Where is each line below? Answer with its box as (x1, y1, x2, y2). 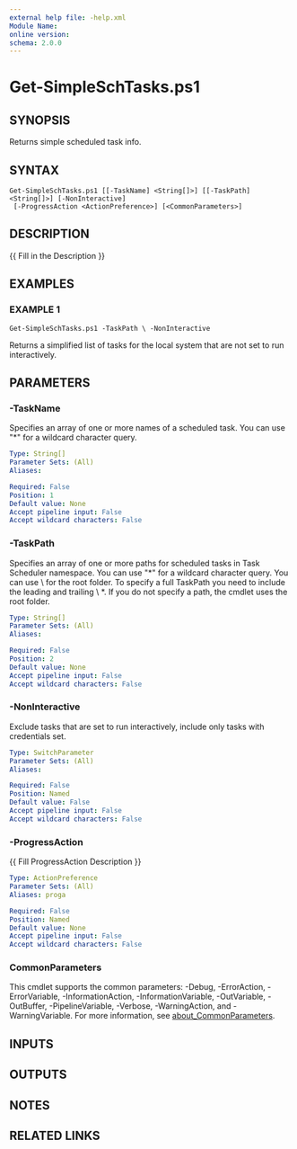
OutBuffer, (9, 1001, 48, 1011)
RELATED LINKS (9, 1128, 100, 1143)
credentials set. (9, 730, 66, 742)
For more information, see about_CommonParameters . (74, 1011, 275, 1021)
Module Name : (9, 22, 58, 31)
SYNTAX (9, 163, 60, 178)
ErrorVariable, (9, 991, 61, 1002)
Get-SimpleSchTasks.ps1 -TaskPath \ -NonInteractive (9, 324, 211, 333)
